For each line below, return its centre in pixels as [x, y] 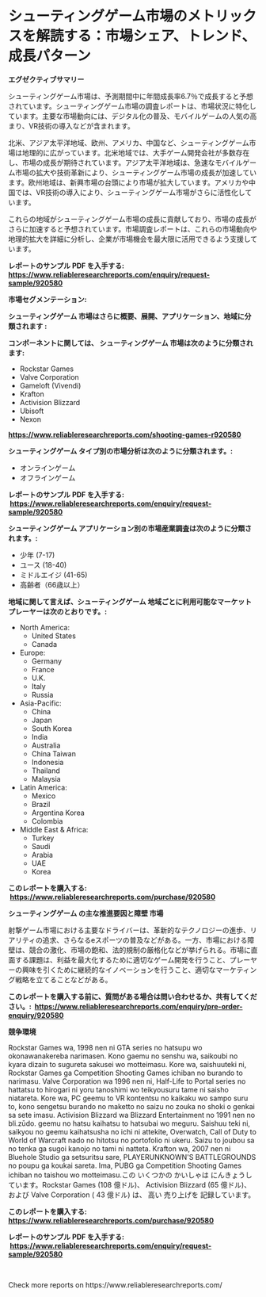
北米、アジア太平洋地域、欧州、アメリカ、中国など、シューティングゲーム [129, 143]
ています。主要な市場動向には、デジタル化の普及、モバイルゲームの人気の [129, 116]
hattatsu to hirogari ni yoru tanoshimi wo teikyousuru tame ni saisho [119, 1089]
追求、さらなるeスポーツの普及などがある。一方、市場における [145, 939]
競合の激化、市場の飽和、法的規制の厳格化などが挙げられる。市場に [140, 950]
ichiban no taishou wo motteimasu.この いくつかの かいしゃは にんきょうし [131, 1175]
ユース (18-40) [43, 564]
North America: [44, 627]
